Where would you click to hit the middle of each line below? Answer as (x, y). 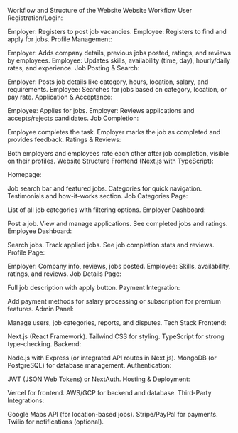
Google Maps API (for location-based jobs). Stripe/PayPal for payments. (113, 414)
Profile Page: (26, 252)
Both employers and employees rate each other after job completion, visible (118, 153)
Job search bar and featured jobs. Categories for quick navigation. (105, 188)
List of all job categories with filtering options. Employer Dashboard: (107, 210)
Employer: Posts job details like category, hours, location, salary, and (108, 82)
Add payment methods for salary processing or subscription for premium (114, 301)
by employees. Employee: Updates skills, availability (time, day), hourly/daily (119, 60)
